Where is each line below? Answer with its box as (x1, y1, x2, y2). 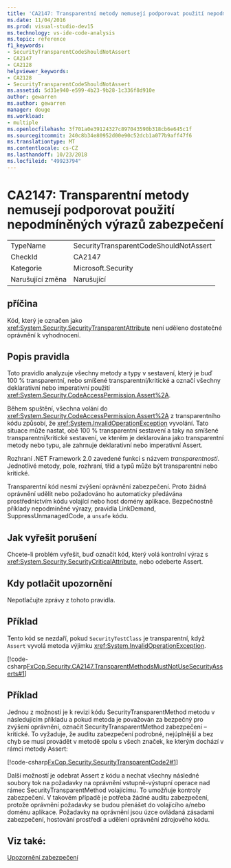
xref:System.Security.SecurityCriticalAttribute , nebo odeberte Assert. (7, 558, 203, 566)
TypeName (10, 241, 46, 250)
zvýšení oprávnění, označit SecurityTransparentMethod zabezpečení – (7, 722, 208, 731)
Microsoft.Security (73, 263, 133, 273)
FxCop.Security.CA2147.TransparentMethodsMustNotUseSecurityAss (26, 662, 223, 670)
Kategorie (10, 263, 43, 273)
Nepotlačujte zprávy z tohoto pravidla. (7, 595, 115, 604)
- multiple (7, 119, 38, 126)
